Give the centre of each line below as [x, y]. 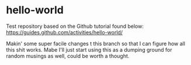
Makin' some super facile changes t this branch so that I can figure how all [96, 44]
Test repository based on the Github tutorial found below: [75, 26]
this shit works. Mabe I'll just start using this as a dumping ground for [89, 49]
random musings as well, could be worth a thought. [68, 56]
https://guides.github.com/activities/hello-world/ [65, 32]
